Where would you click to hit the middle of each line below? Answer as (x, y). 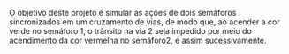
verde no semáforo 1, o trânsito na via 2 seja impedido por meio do (130, 31)
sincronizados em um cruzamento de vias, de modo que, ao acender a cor (144, 22)
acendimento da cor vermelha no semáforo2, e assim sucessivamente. (138, 40)
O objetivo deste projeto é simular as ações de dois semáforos (123, 13)
